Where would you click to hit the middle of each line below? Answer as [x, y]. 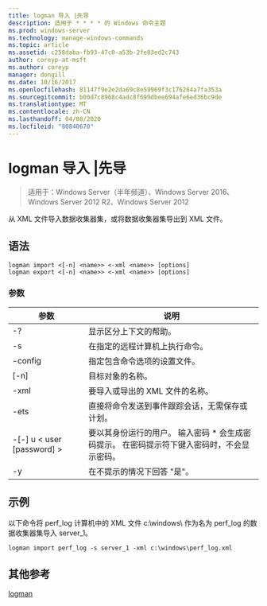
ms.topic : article [39, 45]
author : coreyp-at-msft [48, 60]
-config [27, 360]
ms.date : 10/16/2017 [43, 82]
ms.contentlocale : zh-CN [49, 112]
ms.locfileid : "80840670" [51, 126]
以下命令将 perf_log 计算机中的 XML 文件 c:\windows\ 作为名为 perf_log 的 [129, 522]
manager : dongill [37, 75]
